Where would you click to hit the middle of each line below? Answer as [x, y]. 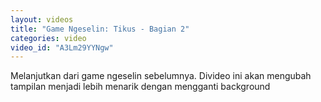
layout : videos [42, 19]
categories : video [48, 38]
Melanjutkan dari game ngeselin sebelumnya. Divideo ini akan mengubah [161, 76]
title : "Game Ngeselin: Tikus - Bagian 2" [100, 29]
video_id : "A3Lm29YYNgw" [62, 47]
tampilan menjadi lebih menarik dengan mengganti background [140, 87]
